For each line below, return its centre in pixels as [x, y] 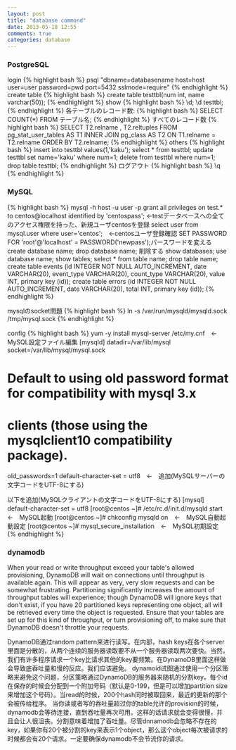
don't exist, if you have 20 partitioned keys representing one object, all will [115, 605]
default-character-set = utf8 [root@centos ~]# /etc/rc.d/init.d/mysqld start [115, 508]
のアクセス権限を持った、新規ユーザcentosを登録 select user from [103, 224]
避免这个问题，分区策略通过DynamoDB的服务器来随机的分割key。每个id [124, 677]
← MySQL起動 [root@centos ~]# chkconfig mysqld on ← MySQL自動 [113, 517]
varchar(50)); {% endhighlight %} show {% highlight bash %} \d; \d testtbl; [115, 102]
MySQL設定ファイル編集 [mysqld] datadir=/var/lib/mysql [89, 342]
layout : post [26, 14]
